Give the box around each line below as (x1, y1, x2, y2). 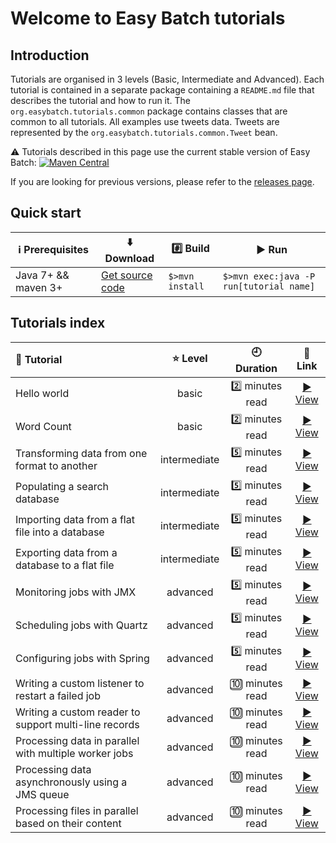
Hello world (15, 387, 70, 401)
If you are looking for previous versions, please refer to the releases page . (10, 176, 315, 187)
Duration (234, 361, 278, 375)
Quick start (10, 205, 82, 222)
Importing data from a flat (15, 513, 135, 527)
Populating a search (15, 480, 110, 494)
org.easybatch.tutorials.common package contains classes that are (10, 105, 288, 117)
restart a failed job (15, 688, 102, 702)
